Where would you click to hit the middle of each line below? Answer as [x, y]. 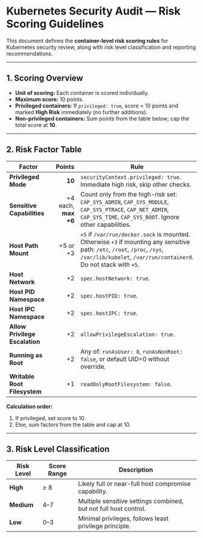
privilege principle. [105, 526]
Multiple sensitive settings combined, [131, 501]
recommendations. [30, 53]
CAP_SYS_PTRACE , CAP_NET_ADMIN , [125, 209]
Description [136, 470]
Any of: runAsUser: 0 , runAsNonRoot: [132, 351]
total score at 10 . [36, 125]
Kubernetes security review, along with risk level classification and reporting [101, 47]
